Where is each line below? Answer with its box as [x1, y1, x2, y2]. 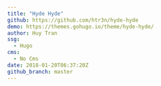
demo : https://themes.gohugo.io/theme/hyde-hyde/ [7, 23, 155, 30]
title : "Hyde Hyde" [7, 10, 64, 17]
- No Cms [13, 55, 39, 62]
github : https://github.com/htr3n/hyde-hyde [7, 17, 139, 24]
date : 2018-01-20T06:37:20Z [7, 62, 89, 69]
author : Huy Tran [7, 29, 58, 37]
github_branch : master [7, 68, 73, 75]
